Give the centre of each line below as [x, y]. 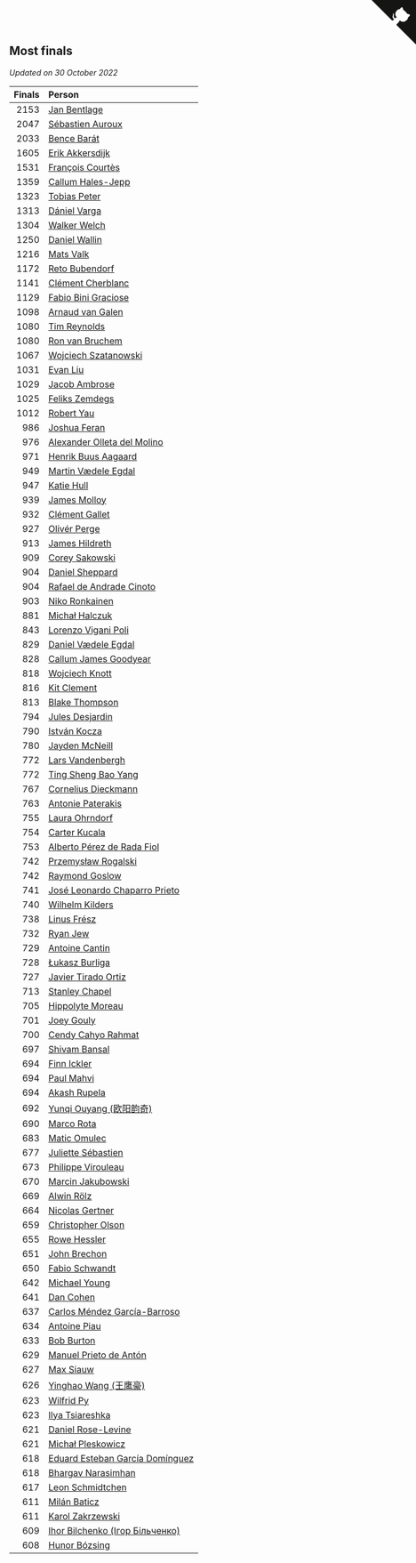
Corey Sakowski [82, 558]
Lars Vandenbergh [87, 760]
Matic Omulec [77, 1138]
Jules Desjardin [80, 716]
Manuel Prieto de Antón [97, 1355]
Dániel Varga [75, 211]
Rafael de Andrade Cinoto [102, 586]
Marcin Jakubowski [89, 1181]
